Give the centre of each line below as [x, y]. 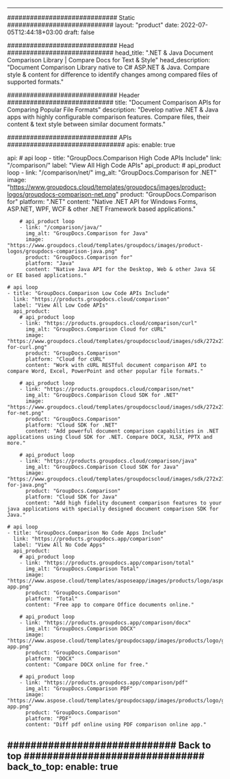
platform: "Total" [51, 599]
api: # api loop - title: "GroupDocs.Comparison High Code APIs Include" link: [115, 158]
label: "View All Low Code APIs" [61, 305]
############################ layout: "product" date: [93, 25]
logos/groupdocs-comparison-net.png [62, 194]
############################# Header [74, 95]
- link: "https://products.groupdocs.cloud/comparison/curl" [108, 323]
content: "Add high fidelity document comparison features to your [124, 503]
